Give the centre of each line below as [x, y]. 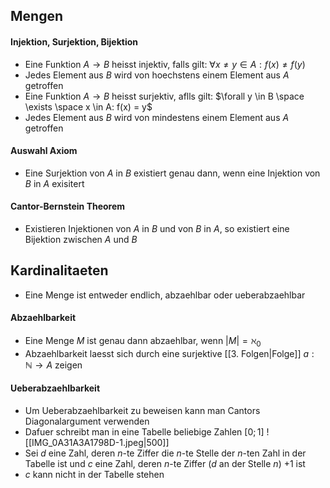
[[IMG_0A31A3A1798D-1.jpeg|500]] [97, 443]
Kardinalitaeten [59, 270]
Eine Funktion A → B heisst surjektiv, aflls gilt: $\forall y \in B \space [164, 96]
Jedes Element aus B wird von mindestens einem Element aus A [157, 117]
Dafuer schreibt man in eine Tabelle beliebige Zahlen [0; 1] [144, 432]
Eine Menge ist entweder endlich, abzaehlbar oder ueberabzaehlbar [165, 295]
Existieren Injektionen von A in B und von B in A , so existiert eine [157, 228]
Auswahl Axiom [44, 151]
